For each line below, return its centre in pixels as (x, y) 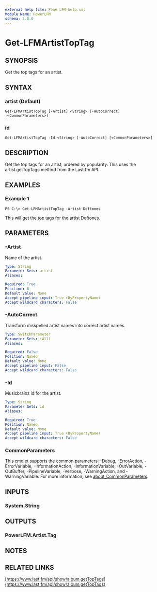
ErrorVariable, (19, 466)
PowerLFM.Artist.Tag (31, 535)
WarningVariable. (22, 476)
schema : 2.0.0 (19, 18)
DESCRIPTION (27, 153)
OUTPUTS (21, 521)
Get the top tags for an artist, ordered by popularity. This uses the (71, 165)
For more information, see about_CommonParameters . (94, 476)
